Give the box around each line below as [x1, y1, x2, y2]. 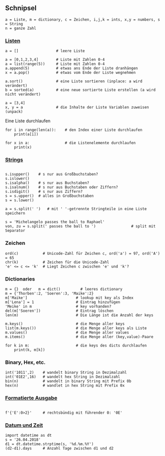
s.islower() [5, 176, 30, 181]
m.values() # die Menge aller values [5, 330, 129, 335]
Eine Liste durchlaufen [5, 118, 51, 124]
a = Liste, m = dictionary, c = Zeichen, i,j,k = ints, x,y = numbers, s [5, 17, 161, 22]
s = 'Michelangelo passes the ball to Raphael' [5, 220, 105, 225]
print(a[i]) [14, 132, 39, 137]
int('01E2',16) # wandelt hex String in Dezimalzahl [5, 374, 121, 380]
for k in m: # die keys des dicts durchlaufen [5, 343, 147, 348]
